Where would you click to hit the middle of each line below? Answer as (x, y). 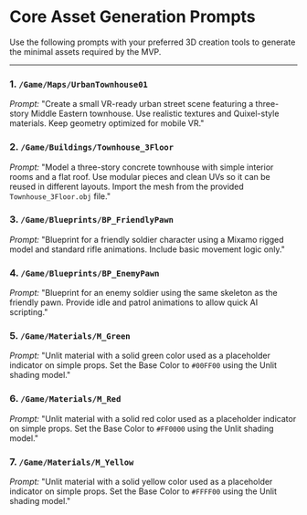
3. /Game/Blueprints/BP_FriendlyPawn (91, 219)
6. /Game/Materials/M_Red (65, 399)
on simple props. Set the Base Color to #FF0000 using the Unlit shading (142, 428)
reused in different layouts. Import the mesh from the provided (127, 186)
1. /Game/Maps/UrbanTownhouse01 (79, 84)
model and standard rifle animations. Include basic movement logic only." (148, 249)
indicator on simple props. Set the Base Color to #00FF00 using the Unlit (143, 365)
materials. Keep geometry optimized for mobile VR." (107, 123)
